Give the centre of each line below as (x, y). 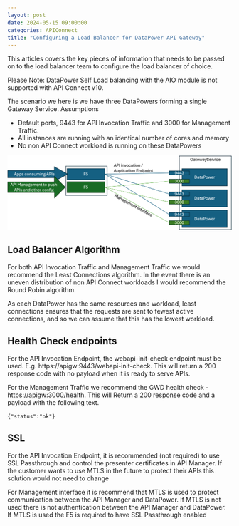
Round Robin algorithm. (42, 289)
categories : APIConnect (43, 30)
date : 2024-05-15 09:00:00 (47, 22)
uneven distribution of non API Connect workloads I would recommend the (117, 282)
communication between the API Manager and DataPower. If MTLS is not (114, 500)
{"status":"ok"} (31, 416)
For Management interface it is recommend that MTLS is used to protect (113, 492)
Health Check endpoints (62, 341)
